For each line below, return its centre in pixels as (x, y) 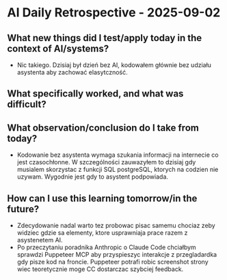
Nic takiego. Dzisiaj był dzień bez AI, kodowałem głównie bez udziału (114, 65)
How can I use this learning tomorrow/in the (102, 198)
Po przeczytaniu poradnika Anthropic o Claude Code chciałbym (106, 247)
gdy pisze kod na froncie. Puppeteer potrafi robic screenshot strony (112, 262)
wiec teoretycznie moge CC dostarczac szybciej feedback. (100, 269)
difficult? (27, 104)
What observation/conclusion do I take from (103, 128)
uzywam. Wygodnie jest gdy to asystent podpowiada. (93, 177)
